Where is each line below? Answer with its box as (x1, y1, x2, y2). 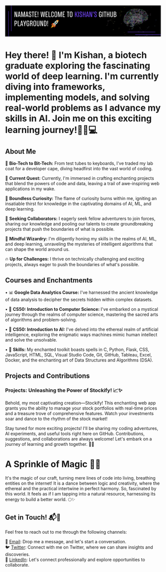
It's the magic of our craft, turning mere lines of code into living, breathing (5, 475, 156, 481)
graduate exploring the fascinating (5, 60, 151, 71)
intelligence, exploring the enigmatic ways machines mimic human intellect (5, 332, 158, 338)
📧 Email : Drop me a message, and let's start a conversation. (5, 538, 126, 544)
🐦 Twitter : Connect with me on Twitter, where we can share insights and (5, 544, 153, 550)
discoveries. (5, 551, 30, 557)
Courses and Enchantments (5, 276, 93, 285)
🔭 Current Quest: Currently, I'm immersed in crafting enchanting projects (5, 175, 154, 181)
